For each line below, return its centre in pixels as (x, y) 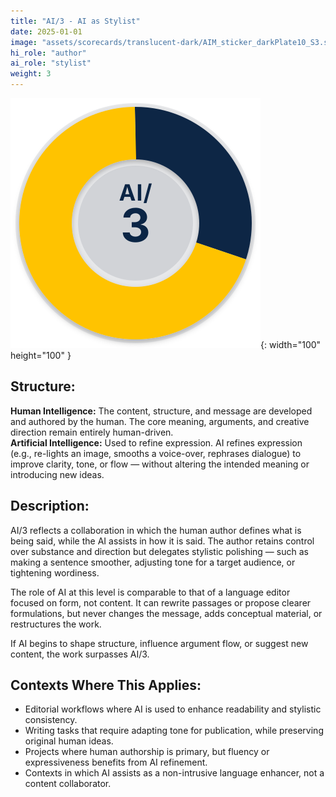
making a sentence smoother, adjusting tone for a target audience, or (153, 562)
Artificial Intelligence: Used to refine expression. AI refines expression (156, 442)
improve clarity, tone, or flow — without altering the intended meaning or (160, 464)
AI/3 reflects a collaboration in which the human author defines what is (156, 530)
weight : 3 (31, 74)
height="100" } (41, 355)
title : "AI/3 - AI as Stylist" (75, 21)
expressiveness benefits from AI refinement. (116, 762)
